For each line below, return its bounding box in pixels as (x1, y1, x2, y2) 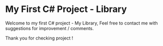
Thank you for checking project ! (5, 35, 73, 41)
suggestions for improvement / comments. (5, 25, 94, 31)
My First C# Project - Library (5, 3, 127, 15)
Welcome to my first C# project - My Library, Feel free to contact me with (5, 20, 158, 26)
